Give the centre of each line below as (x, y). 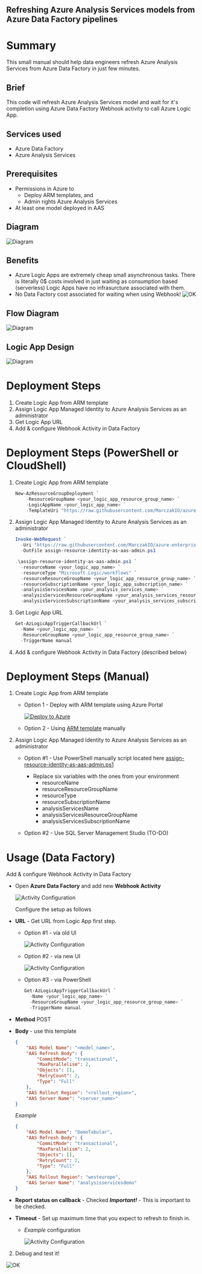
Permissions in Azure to (44, 188)
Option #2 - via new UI (52, 956)
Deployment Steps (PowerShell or (93, 453)
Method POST (33, 1019)
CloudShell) (36, 466)
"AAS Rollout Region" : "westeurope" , (74, 1177)
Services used (34, 134)
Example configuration (52, 1230)
